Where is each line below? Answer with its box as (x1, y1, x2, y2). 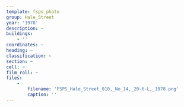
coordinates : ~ (6, 42, 44, 48)
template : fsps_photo (6, 8, 60, 15)
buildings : (6, 31, 33, 37)
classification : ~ (6, 53, 52, 59)
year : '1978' (6, 20, 39, 26)
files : (6, 75, 23, 81)
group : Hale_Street (6, 14, 55, 20)
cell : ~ (6, 64, 26, 70)
